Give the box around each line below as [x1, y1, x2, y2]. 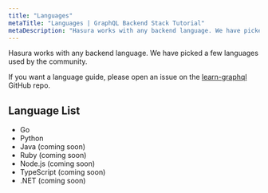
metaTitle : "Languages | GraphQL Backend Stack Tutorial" [8, 19, 205, 27]
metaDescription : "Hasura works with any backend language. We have [8, 26, 241, 34]
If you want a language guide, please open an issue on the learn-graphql [8, 73, 247, 82]
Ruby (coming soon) [19, 151, 87, 160]
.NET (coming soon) [19, 176, 86, 186]
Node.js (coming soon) [19, 159, 96, 168]
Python [19, 133, 44, 144]
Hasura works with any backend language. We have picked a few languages [8, 49, 259, 58]
